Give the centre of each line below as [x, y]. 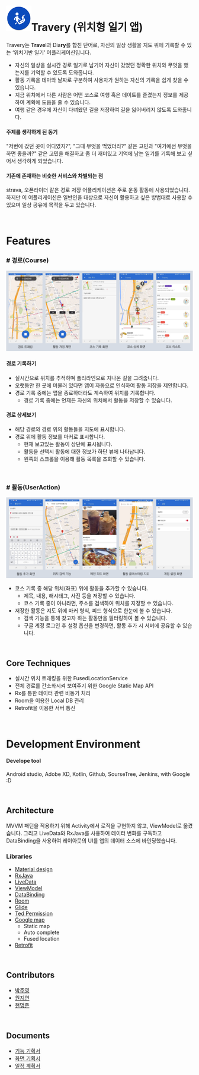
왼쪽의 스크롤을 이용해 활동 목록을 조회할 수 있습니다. [84, 459]
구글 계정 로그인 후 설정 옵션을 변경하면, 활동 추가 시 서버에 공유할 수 [102, 625]
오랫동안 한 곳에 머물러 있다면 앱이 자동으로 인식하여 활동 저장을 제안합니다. [102, 385]
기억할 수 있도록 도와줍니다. [62, 72]
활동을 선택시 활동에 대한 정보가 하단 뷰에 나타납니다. [84, 451]
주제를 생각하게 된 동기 [32, 132]
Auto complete [41, 932]
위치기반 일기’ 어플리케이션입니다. [53, 52]
